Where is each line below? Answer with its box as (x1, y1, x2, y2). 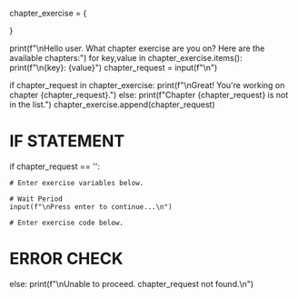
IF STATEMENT (9, 131, 125, 152)
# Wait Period (9, 194, 64, 204)
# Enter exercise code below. (9, 218, 124, 227)
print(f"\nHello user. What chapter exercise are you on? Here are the (9, 43, 265, 54)
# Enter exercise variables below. (9, 178, 144, 187)
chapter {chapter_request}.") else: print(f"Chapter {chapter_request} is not (9, 90, 289, 100)
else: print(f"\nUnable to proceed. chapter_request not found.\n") (9, 278, 254, 289)
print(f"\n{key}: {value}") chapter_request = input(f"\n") (9, 63, 218, 73)
